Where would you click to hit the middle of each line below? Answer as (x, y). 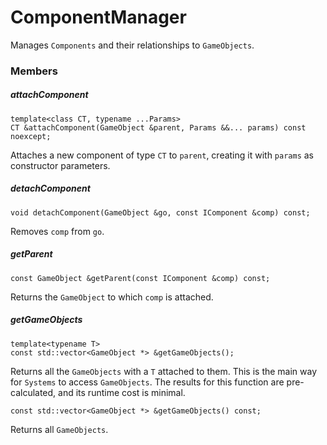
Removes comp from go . (57, 231)
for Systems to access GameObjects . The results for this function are (147, 382)
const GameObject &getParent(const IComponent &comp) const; (140, 278)
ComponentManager (98, 17)
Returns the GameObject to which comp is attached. (112, 297)
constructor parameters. (60, 165)
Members (34, 71)
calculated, (33, 392)
